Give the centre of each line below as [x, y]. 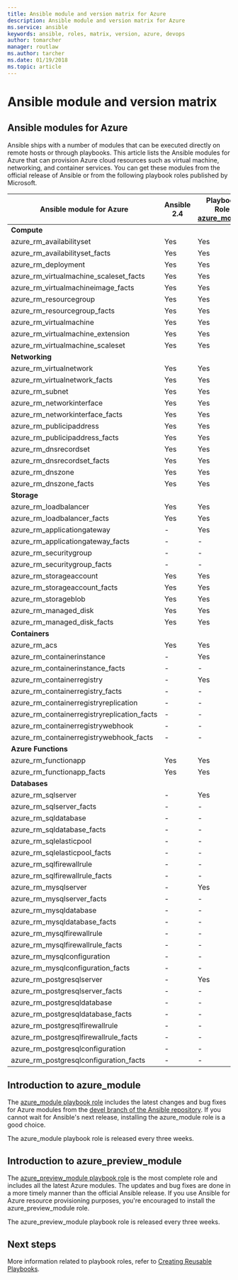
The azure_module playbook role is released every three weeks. [101, 1139]
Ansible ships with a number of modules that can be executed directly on [114, 145]
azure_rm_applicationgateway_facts [70, 541]
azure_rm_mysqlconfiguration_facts [70, 968]
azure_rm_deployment [48, 265]
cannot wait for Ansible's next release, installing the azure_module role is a [116, 1118]
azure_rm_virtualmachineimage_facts [73, 287]
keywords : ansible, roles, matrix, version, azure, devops [96, 34]
